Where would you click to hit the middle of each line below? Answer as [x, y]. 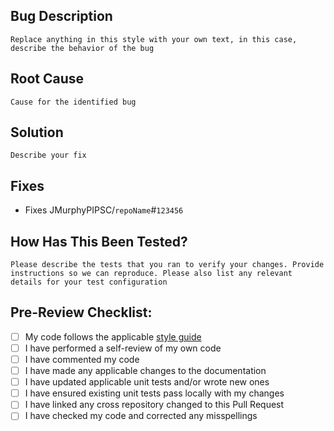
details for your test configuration [89, 282]
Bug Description [61, 16]
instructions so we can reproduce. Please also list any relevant [151, 274]
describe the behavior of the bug [82, 48]
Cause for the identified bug [73, 102]
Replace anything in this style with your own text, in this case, [154, 39]
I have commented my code [82, 359]
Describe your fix [48, 155]
